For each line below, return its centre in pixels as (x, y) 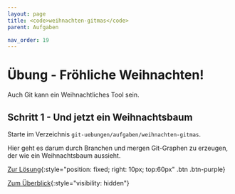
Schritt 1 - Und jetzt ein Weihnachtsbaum (100, 117)
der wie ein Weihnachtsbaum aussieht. (64, 156)
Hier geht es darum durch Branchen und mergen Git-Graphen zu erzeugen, (117, 148)
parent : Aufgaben (33, 27)
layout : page (27, 14)
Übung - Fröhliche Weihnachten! (106, 75)
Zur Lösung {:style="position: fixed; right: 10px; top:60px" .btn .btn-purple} (116, 169)
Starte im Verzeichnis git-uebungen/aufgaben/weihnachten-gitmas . (104, 134)
